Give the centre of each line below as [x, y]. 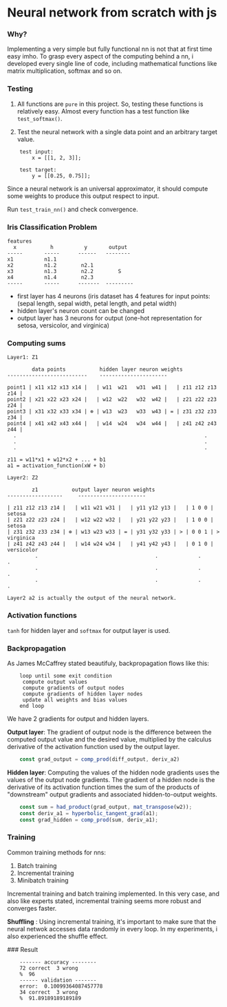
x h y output [71, 248]
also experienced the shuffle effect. [57, 936]
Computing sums [36, 343]
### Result [23, 949]
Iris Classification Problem [52, 227]
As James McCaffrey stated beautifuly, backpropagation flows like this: [108, 663]
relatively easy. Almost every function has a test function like [103, 111]
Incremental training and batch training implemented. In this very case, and [113, 894]
